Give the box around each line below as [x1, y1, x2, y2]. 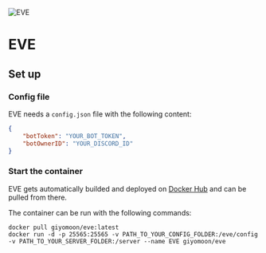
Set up [8, 67, 41, 81]
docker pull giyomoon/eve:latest [8, 223, 119, 231]
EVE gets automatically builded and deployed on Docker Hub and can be [8, 184, 247, 193]
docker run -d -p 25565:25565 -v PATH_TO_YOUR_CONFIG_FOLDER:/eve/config [8, 230, 259, 239]
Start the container [8, 166, 84, 177]
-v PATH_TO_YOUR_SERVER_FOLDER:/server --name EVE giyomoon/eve [8, 237, 226, 245]
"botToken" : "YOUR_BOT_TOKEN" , [22, 132, 127, 140]
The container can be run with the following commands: [8, 208, 192, 217]
